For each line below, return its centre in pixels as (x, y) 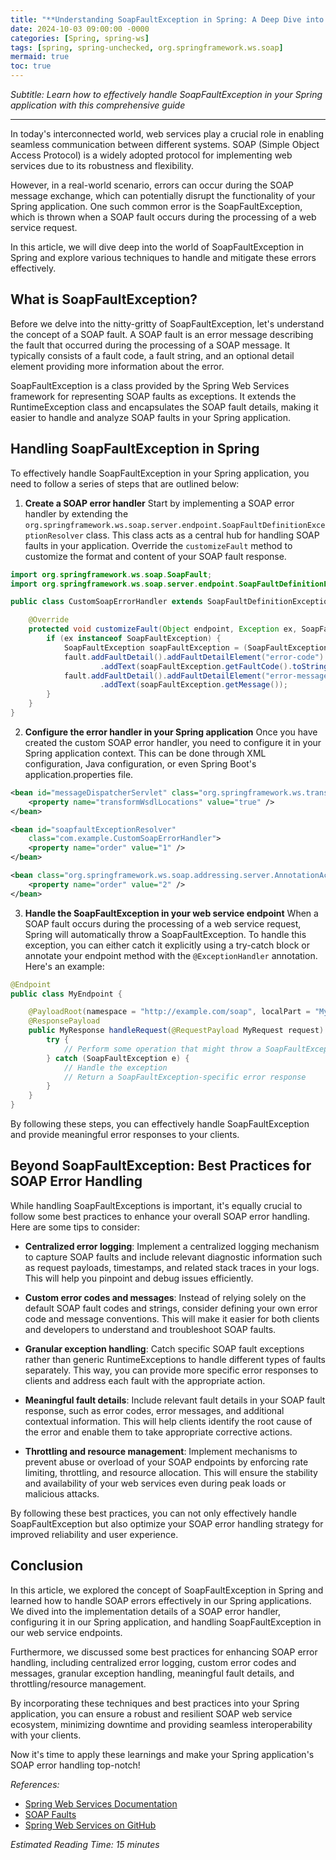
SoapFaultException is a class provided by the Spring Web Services (150, 385)
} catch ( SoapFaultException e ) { (118, 1058)
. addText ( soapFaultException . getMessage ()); (193, 685)
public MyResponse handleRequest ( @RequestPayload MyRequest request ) (176, 1031)
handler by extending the (76, 513)
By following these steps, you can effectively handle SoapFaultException (160, 1124)
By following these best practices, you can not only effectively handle (153, 1513)
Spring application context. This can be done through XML (145, 753)
